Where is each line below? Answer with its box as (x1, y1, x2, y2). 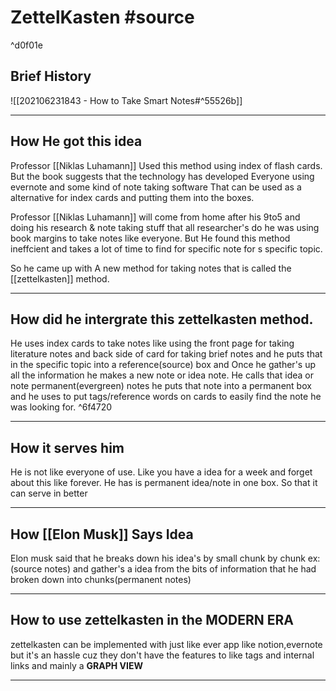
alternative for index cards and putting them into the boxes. (10, 191, 255, 203)
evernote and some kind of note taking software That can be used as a (10, 181, 302, 193)
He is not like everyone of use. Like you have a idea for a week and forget (10, 466, 313, 478)
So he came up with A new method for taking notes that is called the (10, 262, 292, 274)
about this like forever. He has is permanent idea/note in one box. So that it (10, 477, 318, 489)
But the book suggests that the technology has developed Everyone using (10, 170, 315, 182)
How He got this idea (10, 133, 143, 150)
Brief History (10, 68, 92, 85)
